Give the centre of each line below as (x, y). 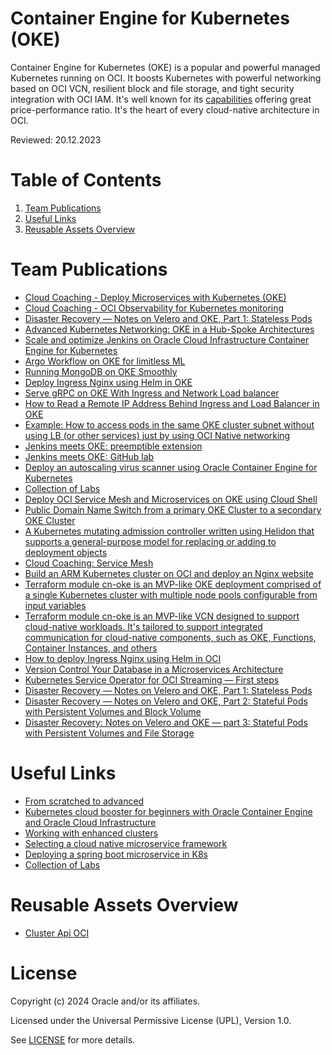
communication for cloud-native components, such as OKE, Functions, (170, 637)
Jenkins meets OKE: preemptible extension (113, 446)
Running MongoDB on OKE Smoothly (101, 371)
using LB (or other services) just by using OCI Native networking (157, 435)
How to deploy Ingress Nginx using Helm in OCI (123, 658)
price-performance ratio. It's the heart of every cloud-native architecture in (165, 109)
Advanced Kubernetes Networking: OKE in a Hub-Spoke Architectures (169, 329)
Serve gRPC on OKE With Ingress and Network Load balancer (152, 393)
